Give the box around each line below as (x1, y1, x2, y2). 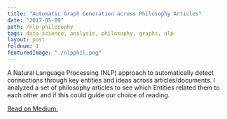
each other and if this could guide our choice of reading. (7, 90, 170, 99)
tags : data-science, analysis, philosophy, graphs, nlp (7, 29, 174, 37)
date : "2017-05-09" (7, 17, 64, 24)
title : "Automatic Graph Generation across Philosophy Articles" (7, 10, 202, 17)
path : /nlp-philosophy (7, 23, 74, 30)
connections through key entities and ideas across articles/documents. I (7, 76, 216, 84)
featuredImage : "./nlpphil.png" (7, 50, 102, 57)
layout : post (7, 36, 46, 43)
